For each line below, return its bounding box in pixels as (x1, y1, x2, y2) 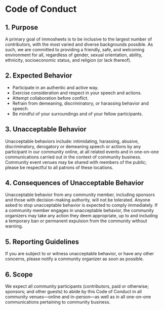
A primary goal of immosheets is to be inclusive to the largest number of (5, 36, 152, 42)
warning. (5, 223, 23, 229)
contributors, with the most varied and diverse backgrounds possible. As (5, 41, 153, 47)
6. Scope (5, 270, 33, 278)
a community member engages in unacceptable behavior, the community (5, 207, 154, 213)
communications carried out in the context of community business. (5, 154, 142, 160)
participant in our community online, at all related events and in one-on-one (5, 149, 159, 155)
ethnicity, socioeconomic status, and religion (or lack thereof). (5, 57, 132, 63)
